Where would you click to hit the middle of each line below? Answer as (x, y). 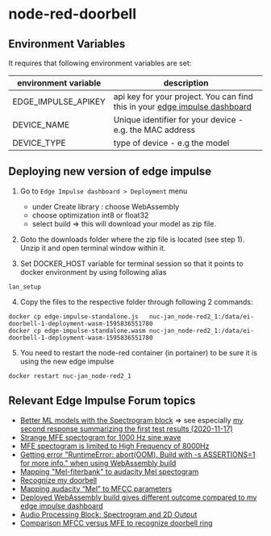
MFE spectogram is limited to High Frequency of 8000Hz (115, 446)
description (186, 83)
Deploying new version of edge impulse (110, 171)
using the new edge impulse (67, 361)
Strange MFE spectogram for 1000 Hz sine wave (100, 437)
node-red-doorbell (73, 14)
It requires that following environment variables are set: (100, 63)
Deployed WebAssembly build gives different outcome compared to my (138, 497)
